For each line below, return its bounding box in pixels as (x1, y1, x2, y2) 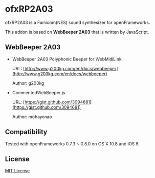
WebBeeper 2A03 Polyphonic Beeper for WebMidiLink (12, 56, 122, 62)
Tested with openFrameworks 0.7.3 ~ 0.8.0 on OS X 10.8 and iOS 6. (5, 140, 140, 147)
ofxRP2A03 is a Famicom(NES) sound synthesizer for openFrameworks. (5, 20, 150, 25)
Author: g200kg (12, 80, 44, 86)
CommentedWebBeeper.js (12, 89, 65, 96)
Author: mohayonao (12, 114, 52, 119)
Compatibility (5, 128, 47, 136)
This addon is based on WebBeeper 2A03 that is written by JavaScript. (5, 29, 149, 35)
